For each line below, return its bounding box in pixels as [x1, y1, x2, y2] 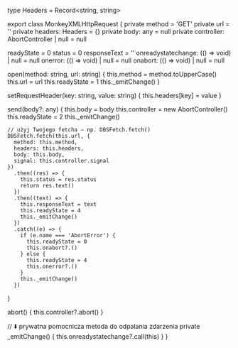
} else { [20, 251, 46, 258]
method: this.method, [13, 138, 78, 146]
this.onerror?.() [26, 263, 78, 270]
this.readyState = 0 [26, 238, 87, 245]
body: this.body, [13, 151, 65, 158]
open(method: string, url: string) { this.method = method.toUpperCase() [7, 70, 217, 78]
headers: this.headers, [13, 145, 84, 152]
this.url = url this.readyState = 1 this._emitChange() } [7, 77, 161, 86]
